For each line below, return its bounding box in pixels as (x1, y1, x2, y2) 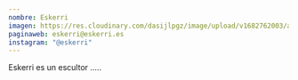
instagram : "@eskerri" (8, 37, 93, 47)
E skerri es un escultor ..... (8, 62, 102, 73)
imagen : (8, 21, 37, 30)
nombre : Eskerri (8, 12, 68, 22)
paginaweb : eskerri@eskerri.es (8, 29, 125, 38)
